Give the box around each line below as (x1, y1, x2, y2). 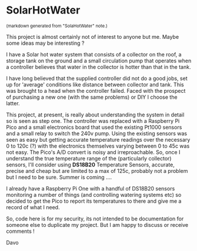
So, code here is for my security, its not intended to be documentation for (6, 215, 184, 222)
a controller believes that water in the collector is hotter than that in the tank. (6, 63, 191, 71)
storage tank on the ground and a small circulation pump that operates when (6, 57, 192, 64)
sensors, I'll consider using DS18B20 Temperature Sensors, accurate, (6, 161, 175, 168)
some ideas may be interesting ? (6, 39, 85, 46)
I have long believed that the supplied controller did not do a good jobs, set (6, 75, 188, 82)
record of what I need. (6, 203, 60, 210)
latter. (6, 99, 20, 106)
